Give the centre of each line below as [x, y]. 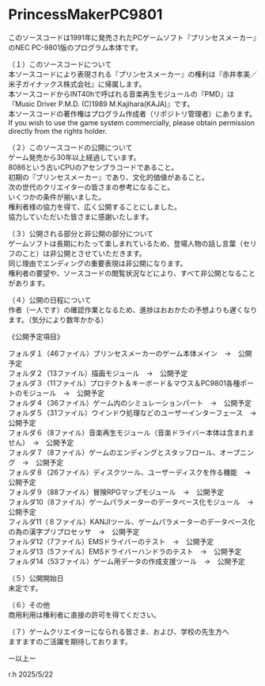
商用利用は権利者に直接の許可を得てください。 [84, 615]
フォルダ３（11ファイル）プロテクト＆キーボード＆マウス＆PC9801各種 [124, 383]
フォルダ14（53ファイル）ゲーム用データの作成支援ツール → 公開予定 [127, 561]
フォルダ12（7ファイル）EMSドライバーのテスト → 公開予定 [111, 541]
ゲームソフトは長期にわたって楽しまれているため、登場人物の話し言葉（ [126, 243]
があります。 [29, 283]
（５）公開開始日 [36, 578]
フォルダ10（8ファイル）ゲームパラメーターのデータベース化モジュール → [131, 501]
